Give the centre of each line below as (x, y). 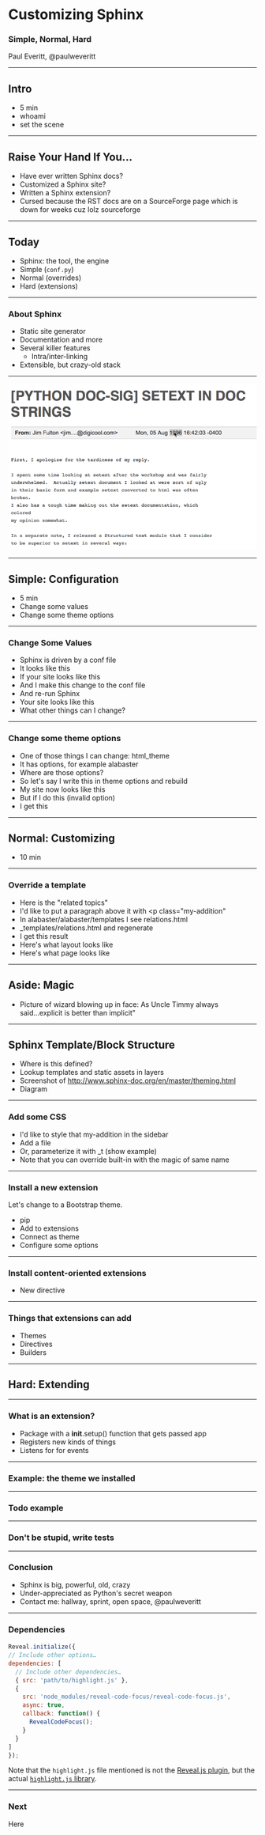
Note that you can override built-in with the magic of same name (125, 1160)
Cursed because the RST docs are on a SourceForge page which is (129, 201)
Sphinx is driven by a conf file (68, 660)
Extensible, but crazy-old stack (70, 365)
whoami (32, 116)
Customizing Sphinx (76, 15)
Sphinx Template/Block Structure (92, 1044)
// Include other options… (52, 1655)
